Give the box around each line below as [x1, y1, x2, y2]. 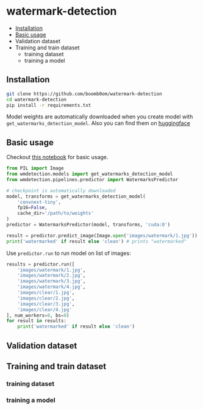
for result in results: [6, 318, 67, 324]
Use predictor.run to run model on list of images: [6, 249, 131, 257]
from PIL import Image [6, 165, 64, 171]
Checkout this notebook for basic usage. [6, 154, 109, 161]
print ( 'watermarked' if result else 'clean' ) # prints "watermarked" [6, 238, 187, 245]
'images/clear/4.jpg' [17, 306, 72, 312]
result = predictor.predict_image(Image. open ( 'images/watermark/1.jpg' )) [6, 232, 198, 239]
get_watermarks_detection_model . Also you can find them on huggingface [6, 120, 191, 127]
